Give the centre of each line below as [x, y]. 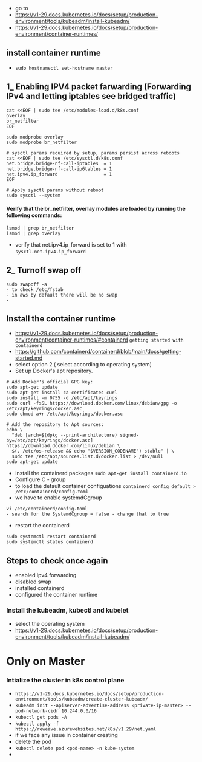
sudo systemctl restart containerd [51, 537]
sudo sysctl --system [34, 195]
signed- [129, 435]
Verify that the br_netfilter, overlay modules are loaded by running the [96, 209]
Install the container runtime [61, 319]
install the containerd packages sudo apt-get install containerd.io [101, 473]
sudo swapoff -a [27, 284]
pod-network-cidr [37, 711]
